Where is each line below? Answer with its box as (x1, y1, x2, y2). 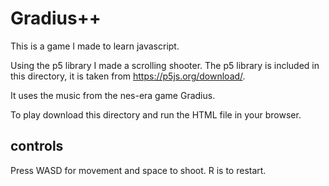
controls (10, 138, 64, 155)
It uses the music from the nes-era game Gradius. (10, 89, 216, 101)
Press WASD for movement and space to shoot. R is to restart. (10, 164, 267, 176)
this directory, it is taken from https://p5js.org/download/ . (10, 70, 246, 82)
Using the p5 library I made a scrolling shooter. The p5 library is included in (10, 59, 320, 71)
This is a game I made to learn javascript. (10, 40, 180, 52)
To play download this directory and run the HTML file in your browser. (10, 108, 302, 121)
